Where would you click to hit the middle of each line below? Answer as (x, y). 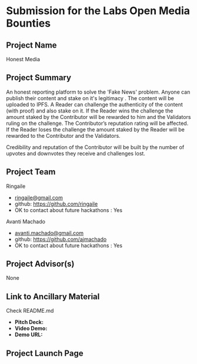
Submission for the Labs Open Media (98, 11)
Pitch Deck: (29, 322)
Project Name (31, 45)
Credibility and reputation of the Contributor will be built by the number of (95, 147)
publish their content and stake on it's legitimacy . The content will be (90, 98)
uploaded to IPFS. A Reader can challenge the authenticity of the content (95, 104)
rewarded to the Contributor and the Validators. (63, 135)
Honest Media (23, 59)
